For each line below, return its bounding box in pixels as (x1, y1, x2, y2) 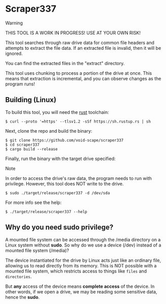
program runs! (5, 81, 36, 87)
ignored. (5, 50, 23, 56)
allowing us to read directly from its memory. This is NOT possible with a (5, 262, 157, 268)
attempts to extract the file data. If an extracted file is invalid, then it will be (5, 45, 161, 51)
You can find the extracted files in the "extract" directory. (5, 60, 125, 66)
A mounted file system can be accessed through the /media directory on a (5, 236, 161, 242)
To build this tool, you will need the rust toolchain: (5, 109, 109, 115)
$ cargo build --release (5, 146, 58, 151)
